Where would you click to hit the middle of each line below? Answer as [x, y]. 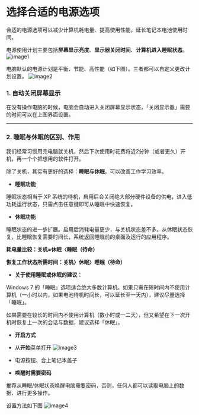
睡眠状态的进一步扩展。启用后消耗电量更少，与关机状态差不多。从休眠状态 [97, 229]
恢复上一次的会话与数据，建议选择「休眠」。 [70, 322]
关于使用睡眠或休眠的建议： [49, 275]
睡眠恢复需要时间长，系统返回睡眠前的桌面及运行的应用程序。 [97, 237]
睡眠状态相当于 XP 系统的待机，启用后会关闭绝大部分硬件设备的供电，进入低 [99, 196]
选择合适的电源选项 [53, 12]
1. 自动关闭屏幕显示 [33, 93]
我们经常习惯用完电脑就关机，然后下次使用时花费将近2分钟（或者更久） [93, 151]
